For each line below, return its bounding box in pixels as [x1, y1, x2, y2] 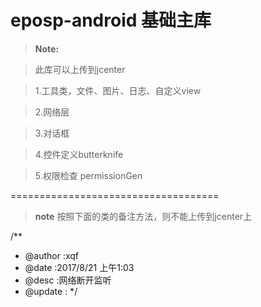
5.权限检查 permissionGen [34, 169, 143, 181]
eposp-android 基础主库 [10, 9, 212, 32]
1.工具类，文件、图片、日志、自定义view [34, 84, 202, 96]
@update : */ [24, 285, 78, 297]
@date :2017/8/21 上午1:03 [24, 261, 135, 273]
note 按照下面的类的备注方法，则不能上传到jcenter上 [34, 210, 253, 222]
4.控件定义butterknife [34, 148, 124, 160]
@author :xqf [24, 249, 80, 261]
